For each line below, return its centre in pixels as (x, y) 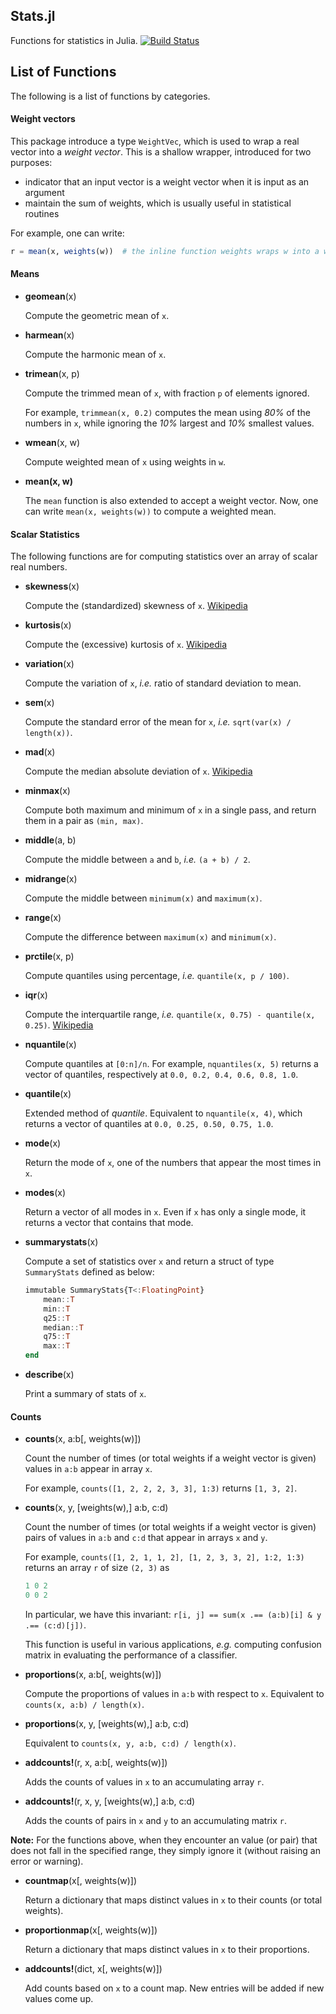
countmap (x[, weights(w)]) (81, 1881)
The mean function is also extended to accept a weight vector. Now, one (171, 500)
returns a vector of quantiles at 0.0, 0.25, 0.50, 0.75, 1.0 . (149, 1124)
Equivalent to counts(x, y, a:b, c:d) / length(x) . (130, 1743)
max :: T (57, 1346)
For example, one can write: (67, 233)
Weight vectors (43, 119)
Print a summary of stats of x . (85, 1394)
